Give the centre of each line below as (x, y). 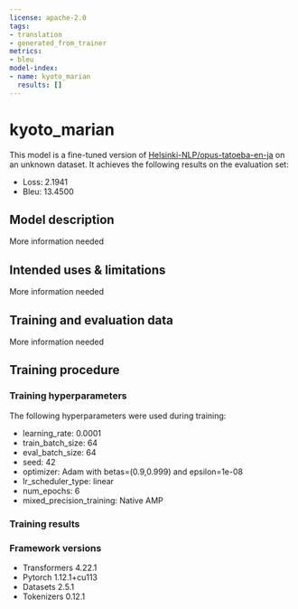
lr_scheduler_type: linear (68, 481)
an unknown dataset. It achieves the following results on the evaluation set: (149, 164)
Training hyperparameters (68, 396)
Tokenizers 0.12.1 (54, 596)
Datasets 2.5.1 (48, 586)
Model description (62, 219)
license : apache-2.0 (48, 18)
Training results (45, 523)
